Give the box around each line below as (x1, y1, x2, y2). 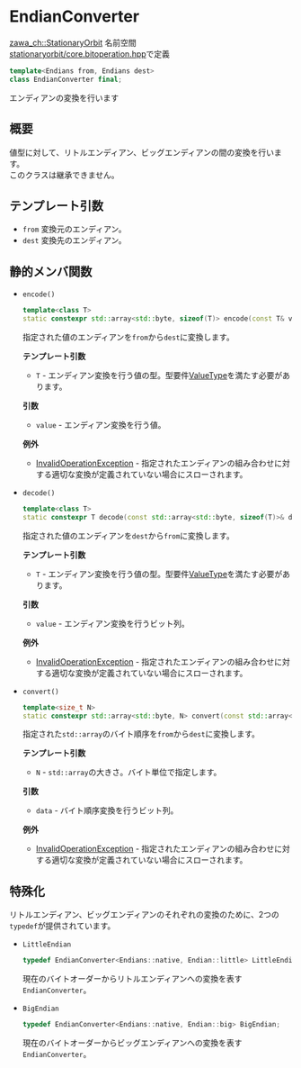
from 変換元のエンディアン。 (22, 223, 127, 235)
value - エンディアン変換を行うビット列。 (35, 618, 190, 629)
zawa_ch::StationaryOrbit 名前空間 (9, 37, 137, 48)
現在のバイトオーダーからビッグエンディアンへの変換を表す (22, 1037, 243, 1048)
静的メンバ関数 (9, 264, 93, 279)
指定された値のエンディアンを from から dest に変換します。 (22, 331, 235, 342)
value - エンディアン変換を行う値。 (35, 419, 166, 430)
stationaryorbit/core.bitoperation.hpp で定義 (9, 48, 171, 59)
